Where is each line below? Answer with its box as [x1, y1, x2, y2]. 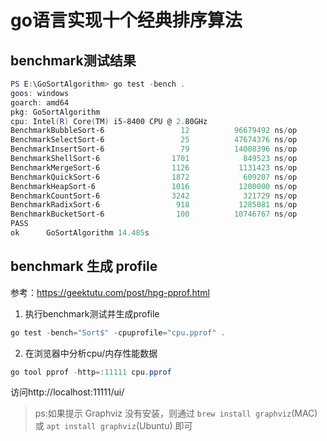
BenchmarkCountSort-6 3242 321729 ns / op [10, 191, 298, 201]
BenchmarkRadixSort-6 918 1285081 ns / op [10, 200, 298, 210]
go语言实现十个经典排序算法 [10, 9, 243, 32]
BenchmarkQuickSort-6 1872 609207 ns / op [10, 172, 298, 182]
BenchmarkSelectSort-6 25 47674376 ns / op [10, 135, 298, 145]
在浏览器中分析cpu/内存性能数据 [24, 347, 158, 359]
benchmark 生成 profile [10, 258, 158, 275]
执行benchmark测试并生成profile [24, 307, 160, 320]
